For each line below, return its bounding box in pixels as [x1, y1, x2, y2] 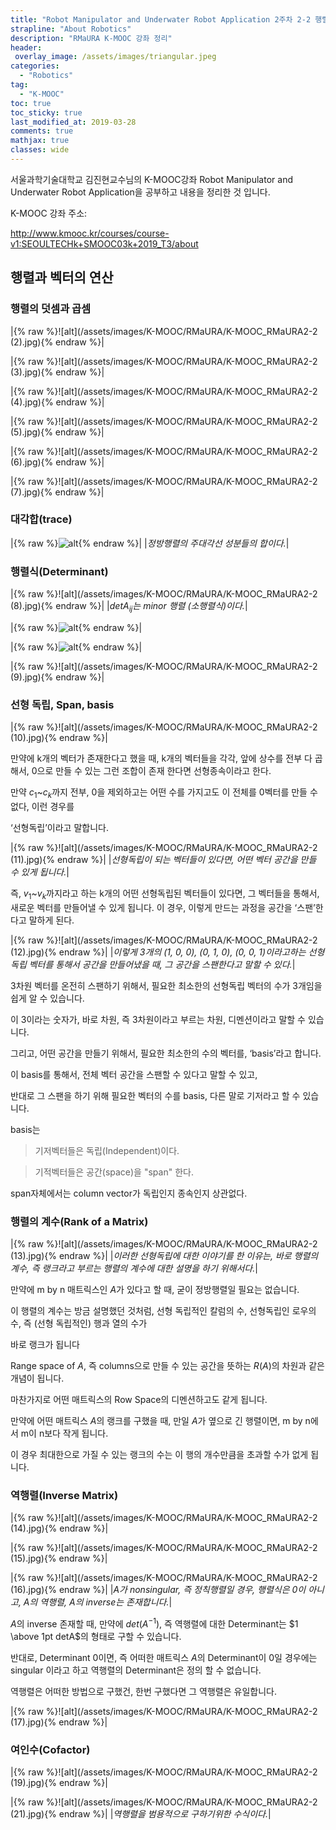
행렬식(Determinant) [10, 564, 109, 578]
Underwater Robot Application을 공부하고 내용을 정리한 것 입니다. [10, 186, 271, 198]
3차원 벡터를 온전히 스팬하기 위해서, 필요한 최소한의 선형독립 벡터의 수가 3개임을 [10, 979, 323, 991]
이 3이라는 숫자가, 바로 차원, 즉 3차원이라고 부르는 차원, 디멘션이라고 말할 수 [10, 1013, 306, 1025]
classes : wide [10, 145, 70, 155]
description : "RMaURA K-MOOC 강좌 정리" [10, 33, 173, 43]
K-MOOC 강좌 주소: [10, 207, 88, 219]
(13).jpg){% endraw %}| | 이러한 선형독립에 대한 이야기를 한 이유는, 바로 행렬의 [10, 1250, 319, 1262]
